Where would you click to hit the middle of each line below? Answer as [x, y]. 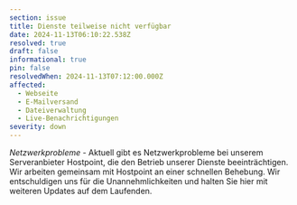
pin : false [30, 69]
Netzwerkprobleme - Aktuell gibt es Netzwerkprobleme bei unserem [136, 153]
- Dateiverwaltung [52, 110]
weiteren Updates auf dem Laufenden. [81, 191]
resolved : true [38, 43]
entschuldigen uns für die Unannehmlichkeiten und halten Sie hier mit [139, 181]
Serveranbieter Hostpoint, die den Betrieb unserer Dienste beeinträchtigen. [149, 162]
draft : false [34, 51]
